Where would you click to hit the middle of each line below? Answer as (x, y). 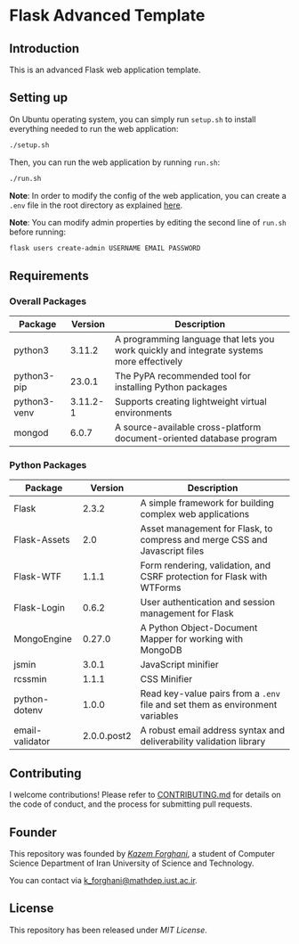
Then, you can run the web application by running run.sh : (115, 162)
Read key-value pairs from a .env (210, 694)
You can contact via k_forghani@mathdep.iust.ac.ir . (103, 881)
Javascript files (172, 551)
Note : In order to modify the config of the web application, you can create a (148, 195)
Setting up (39, 98)
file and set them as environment (209, 705)
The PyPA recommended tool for (183, 376)
